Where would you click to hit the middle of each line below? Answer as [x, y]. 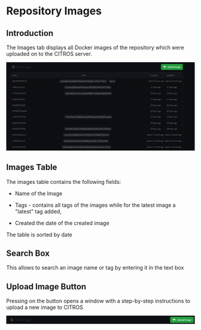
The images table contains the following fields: [64, 181]
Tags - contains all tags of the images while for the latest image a [95, 205]
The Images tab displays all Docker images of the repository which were [95, 47]
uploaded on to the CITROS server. [49, 54]
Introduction [30, 33]
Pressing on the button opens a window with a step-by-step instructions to [98, 301]
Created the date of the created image [62, 223]
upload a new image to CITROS [45, 307]
